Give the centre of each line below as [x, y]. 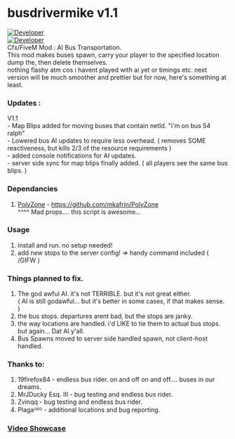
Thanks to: [26, 364]
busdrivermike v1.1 [62, 13]
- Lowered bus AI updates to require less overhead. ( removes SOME [107, 141]
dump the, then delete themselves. [58, 62]
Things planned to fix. [46, 278]
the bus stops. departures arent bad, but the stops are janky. [105, 316]
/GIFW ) [29, 260]
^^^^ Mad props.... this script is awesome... [79, 212]
